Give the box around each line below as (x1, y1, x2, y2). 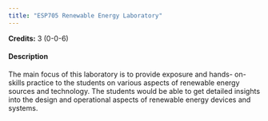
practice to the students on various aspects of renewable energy (26, 77, 240, 88)
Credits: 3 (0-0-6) (8, 33, 70, 43)
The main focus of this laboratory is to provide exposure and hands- (8, 69, 234, 79)
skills (8, 77, 26, 88)
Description (8, 52, 49, 61)
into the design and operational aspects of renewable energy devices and (8, 95, 251, 104)
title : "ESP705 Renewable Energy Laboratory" (8, 11, 162, 20)
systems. (8, 103, 38, 112)
